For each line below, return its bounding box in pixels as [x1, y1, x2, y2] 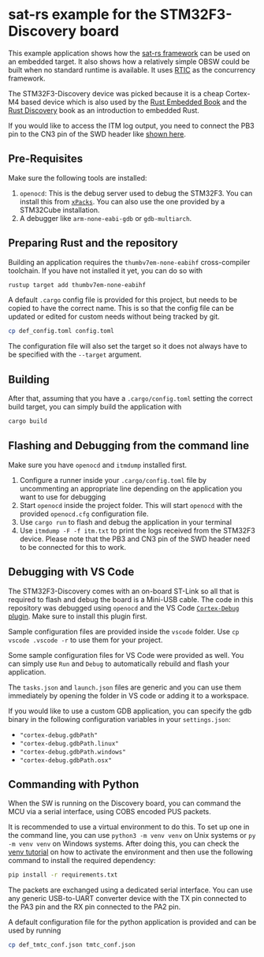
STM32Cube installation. [19, 205, 100, 215]
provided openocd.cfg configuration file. [19, 509, 149, 518]
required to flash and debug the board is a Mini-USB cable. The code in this [8, 594, 254, 604]
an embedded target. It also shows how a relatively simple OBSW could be [8, 57, 250, 66]
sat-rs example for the [8, 6, 158, 24]
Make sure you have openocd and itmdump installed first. [8, 460, 188, 469]
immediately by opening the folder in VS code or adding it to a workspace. [8, 690, 250, 700]
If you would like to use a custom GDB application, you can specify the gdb [8, 706, 252, 716]
